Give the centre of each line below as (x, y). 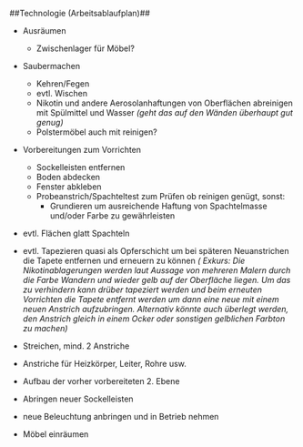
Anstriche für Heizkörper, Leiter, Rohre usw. (104, 364)
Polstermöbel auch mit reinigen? (96, 132)
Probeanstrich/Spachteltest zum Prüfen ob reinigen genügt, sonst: (161, 196)
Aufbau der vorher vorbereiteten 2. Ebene (101, 381)
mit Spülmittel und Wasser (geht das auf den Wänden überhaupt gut (165, 112)
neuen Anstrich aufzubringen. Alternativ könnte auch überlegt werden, (156, 309)
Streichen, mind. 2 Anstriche (76, 346)
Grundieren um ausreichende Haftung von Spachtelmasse (158, 206)
